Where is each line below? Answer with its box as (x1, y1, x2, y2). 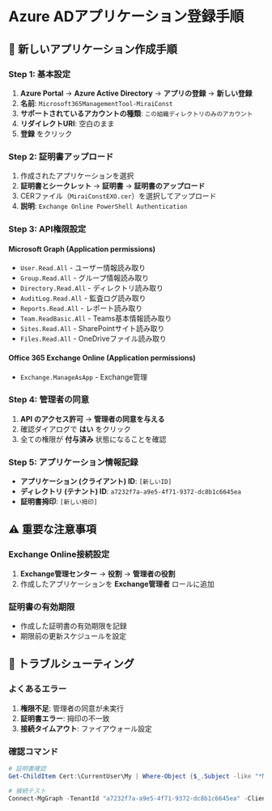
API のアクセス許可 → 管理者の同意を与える (19, 414, 165, 423)
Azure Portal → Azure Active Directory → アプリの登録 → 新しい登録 (19, 88, 253, 98)
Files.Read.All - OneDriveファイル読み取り (19, 333, 168, 344)
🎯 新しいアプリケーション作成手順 (8, 42, 178, 56)
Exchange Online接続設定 (8, 549, 110, 560)
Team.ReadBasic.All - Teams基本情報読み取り (19, 313, 172, 324)
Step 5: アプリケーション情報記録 (8, 456, 138, 468)
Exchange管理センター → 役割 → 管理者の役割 (19, 568, 176, 579)
